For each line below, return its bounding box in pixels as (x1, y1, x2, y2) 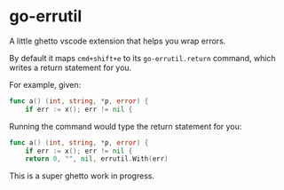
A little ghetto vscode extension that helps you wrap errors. (9, 36, 226, 46)
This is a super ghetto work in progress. (9, 170, 155, 181)
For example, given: (9, 79, 82, 90)
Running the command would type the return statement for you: (9, 121, 242, 131)
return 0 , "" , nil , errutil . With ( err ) (25, 154, 169, 163)
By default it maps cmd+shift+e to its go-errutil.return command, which (9, 52, 277, 63)
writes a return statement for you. (9, 62, 132, 73)
